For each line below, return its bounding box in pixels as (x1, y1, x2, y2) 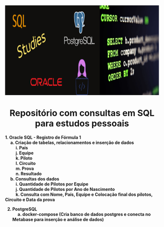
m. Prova (15, 165, 34, 171)
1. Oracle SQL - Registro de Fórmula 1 (5, 134, 82, 140)
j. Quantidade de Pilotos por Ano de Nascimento (15, 186, 115, 192)
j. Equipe (15, 150, 34, 156)
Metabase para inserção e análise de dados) (12, 216, 104, 222)
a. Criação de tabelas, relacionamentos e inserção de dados (10, 140, 134, 145)
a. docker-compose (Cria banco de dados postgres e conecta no (18, 211, 151, 217)
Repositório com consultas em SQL (9, 108, 155, 119)
